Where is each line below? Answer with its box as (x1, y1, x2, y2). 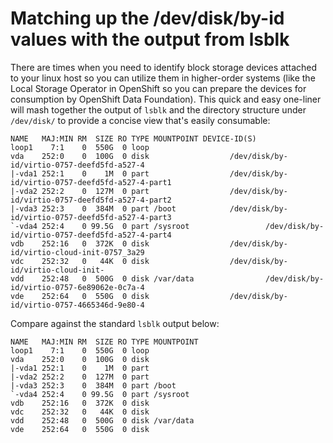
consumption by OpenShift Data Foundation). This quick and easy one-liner (10, 93, 322, 105)
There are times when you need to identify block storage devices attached (10, 61, 318, 73)
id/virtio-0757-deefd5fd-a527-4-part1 (10, 177, 172, 187)
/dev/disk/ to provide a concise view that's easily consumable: (10, 114, 271, 126)
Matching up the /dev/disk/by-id (10, 7, 285, 30)
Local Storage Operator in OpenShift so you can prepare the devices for (10, 82, 307, 94)
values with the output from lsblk (10, 28, 290, 51)
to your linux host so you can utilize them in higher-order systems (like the (10, 72, 316, 84)
